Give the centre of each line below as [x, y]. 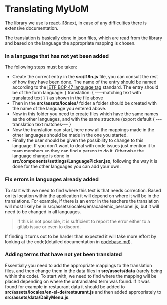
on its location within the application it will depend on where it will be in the [82, 196]
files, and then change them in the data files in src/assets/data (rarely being [84, 271]
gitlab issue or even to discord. [49, 227]
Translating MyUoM [47, 9]
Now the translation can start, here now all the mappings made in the [83, 130]
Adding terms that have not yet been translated [64, 254]
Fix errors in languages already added [52, 179]
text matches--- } [53, 124]
